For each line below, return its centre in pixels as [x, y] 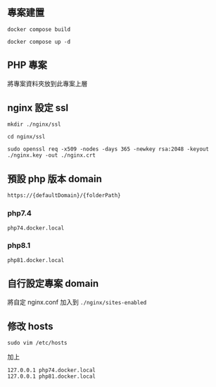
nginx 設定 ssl [38, 108]
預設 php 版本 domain [55, 179]
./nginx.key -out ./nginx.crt [52, 155]
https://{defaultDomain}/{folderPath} [64, 196]
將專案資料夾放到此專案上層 [47, 83]
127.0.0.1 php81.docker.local [52, 376]
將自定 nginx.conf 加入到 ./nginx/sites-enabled [77, 302]
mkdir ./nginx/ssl [34, 125]
